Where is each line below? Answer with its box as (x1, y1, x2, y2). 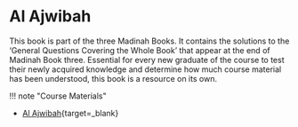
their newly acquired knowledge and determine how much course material (9, 64, 282, 75)
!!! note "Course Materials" (9, 91, 107, 101)
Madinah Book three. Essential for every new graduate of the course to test (9, 54, 285, 65)
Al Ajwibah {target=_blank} (21, 107, 119, 118)
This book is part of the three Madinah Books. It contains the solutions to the (9, 36, 290, 46)
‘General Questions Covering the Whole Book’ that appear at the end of (9, 44, 270, 55)
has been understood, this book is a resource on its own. (9, 73, 218, 83)
